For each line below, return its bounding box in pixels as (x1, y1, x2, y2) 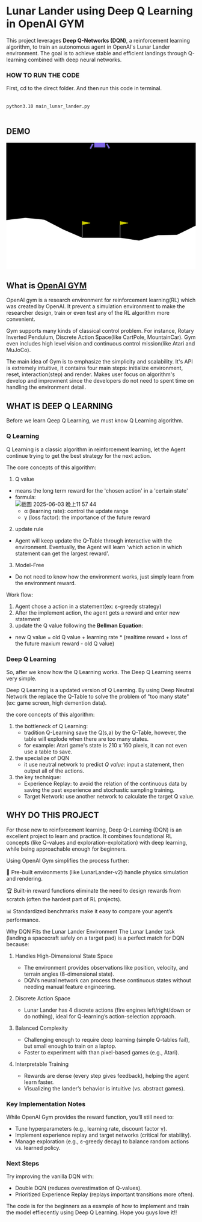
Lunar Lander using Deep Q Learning (6, 4, 194, 18)
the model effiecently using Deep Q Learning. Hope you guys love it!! (6, 1209, 177, 1216)
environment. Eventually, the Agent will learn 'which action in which (14, 543, 182, 550)
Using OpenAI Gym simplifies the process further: (6, 857, 130, 864)
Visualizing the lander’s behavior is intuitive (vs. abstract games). (23, 1084, 185, 1092)
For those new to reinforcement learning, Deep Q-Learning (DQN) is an (6, 826, 182, 833)
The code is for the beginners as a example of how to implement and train (6, 1203, 189, 1210)
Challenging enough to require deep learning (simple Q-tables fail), (23, 1036, 191, 1043)
